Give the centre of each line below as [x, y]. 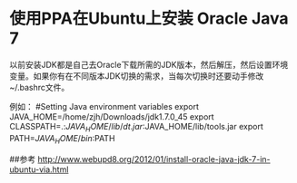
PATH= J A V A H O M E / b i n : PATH [62, 139]
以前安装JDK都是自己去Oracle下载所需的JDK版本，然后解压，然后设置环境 [149, 64]
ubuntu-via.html [39, 169]
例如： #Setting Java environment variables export [104, 106]
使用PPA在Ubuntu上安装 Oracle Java [149, 19]
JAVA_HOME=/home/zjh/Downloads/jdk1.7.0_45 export [112, 116]
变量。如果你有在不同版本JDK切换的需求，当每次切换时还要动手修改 [137, 76]
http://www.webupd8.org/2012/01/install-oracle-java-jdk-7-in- [154, 159]
